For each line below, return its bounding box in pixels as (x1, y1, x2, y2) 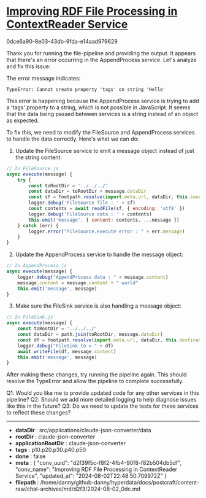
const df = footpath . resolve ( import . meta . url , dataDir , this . (17, 337, 180, 343)
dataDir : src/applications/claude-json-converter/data (15, 427, 151, 434)
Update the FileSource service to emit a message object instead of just (15, 147, 195, 154)
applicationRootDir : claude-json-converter (15, 440, 126, 447)
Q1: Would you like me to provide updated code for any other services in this (6, 389, 199, 397)
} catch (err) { (17, 222, 59, 228)
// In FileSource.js (6, 165, 59, 171)
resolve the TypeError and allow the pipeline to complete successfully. (6, 378, 184, 385)
